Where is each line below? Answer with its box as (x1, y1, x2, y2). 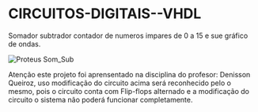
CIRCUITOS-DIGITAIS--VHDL (8, 5, 202, 23)
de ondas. (8, 39, 41, 48)
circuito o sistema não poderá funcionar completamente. (8, 95, 193, 104)
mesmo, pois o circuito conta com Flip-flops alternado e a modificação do (8, 86, 249, 95)
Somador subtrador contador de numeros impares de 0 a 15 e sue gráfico (8, 31, 249, 40)
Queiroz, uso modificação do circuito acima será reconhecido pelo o (8, 78, 232, 88)
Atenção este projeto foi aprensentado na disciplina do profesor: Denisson (8, 69, 251, 79)
